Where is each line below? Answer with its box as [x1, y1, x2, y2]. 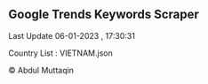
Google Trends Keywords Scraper [8, 7, 199, 22]
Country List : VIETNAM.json [8, 48, 113, 58]
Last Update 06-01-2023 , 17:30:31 [8, 30, 135, 41]
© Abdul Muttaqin [8, 65, 75, 75]
